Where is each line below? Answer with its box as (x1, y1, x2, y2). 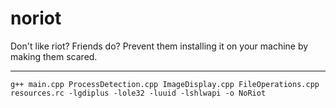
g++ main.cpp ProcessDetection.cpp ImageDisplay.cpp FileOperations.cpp (10, 79, 320, 89)
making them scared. (10, 50, 98, 62)
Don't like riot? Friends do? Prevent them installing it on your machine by (10, 40, 309, 52)
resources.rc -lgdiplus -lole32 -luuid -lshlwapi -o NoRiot (10, 88, 267, 98)
